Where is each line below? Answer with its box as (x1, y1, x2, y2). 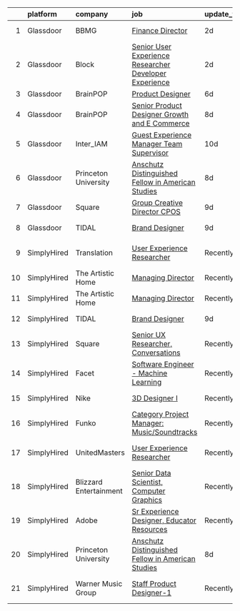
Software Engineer (131, 360, 194, 369)
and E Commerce (131, 118, 190, 128)
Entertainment (75, 486, 123, 495)
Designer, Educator (131, 515, 196, 525)
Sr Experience (131, 507, 179, 516)
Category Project (131, 410, 189, 419)
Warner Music (75, 579, 123, 588)
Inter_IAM (75, 139, 109, 148)
